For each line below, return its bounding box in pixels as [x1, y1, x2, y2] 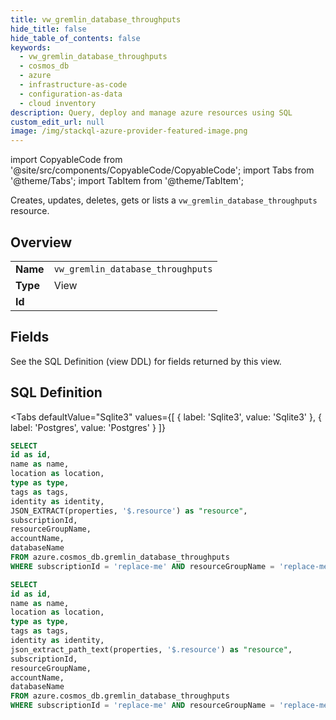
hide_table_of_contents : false [10, 33, 141, 43]
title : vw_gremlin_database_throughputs [10, 14, 182, 25]
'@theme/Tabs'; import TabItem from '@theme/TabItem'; [10, 175, 244, 187]
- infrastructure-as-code [19, 80, 128, 90]
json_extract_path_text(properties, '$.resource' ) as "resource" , [10, 644, 293, 655]
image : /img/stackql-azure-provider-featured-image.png [10, 126, 248, 136]
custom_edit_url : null [10, 117, 105, 127]
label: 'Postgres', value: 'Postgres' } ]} [10, 421, 166, 433]
